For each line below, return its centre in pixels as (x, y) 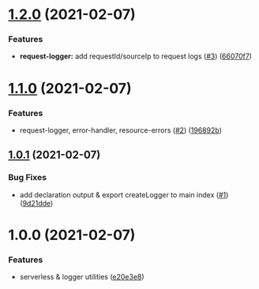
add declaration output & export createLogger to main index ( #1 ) (124, 194)
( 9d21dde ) (36, 203)
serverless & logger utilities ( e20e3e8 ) (82, 277)
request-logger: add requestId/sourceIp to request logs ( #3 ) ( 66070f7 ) (136, 56)
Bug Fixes (28, 178)
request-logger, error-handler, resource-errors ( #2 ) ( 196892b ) (121, 130)
